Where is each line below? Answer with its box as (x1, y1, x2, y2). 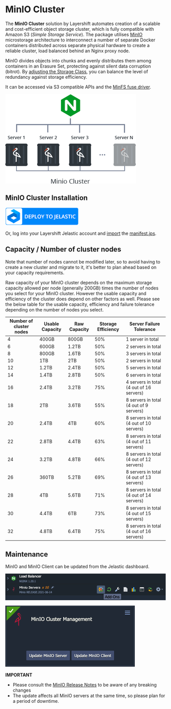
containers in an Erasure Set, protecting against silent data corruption (5, 63, 151, 69)
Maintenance (5, 550, 48, 559)
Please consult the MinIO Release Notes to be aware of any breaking (12, 681, 157, 688)
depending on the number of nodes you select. (5, 306, 104, 313)
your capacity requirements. (5, 270, 65, 276)
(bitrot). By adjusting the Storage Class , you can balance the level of (5, 68, 149, 75)
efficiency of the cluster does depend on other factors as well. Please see (5, 296, 160, 302)
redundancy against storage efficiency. (5, 74, 88, 80)
